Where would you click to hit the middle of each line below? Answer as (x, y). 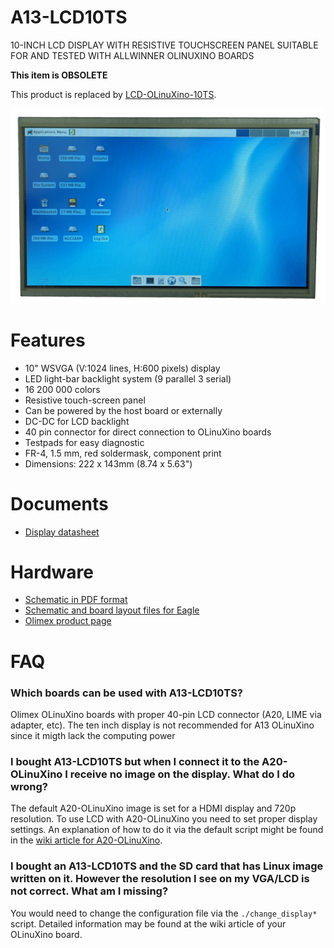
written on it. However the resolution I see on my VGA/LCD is (160, 879)
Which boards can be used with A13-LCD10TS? (127, 693)
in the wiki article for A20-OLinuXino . (86, 840)
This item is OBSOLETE (59, 75)
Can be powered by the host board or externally (123, 410)
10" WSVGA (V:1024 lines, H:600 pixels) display (122, 368)
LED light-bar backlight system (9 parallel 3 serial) (128, 378)
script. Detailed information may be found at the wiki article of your (148, 923)
